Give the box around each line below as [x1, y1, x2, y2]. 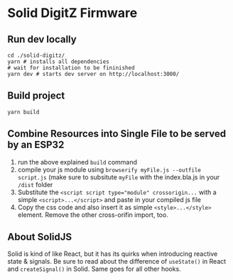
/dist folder [17, 180, 53, 189]
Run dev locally [7, 33, 77, 45]
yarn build [7, 108, 40, 116]
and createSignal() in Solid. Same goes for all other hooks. [7, 264, 181, 274]
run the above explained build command [17, 157, 137, 166]
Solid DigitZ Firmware [7, 5, 138, 21]
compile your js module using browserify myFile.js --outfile [17, 165, 201, 174]
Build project [7, 90, 65, 102]
